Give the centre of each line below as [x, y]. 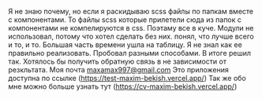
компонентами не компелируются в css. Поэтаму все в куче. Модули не [131, 28]
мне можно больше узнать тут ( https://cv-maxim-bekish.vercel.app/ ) [123, 86]
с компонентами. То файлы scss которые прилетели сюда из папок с [125, 20]
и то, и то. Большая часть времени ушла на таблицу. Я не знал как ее [125, 45]
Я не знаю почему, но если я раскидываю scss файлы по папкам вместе [131, 11]
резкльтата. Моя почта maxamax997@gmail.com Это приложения [118, 70]
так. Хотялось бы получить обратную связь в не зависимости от [118, 61]
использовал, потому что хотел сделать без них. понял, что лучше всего [131, 36]
